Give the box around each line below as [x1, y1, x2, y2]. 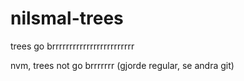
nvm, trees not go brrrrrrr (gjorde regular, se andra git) [10, 59, 235, 71]
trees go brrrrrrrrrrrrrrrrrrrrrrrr [10, 40, 135, 52]
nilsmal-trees [10, 7, 124, 30]
